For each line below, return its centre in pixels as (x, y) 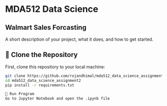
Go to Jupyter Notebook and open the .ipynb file (58, 99)
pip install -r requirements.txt (40, 85)
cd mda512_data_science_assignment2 (43, 80)
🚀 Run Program (20, 94)
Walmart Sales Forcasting (46, 27)
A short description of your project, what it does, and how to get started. (79, 39)
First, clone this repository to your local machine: (55, 67)
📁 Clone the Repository (42, 55)
